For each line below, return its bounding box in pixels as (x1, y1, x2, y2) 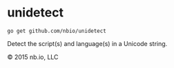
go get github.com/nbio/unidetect (7, 27, 107, 34)
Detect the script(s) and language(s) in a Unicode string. (7, 39, 168, 47)
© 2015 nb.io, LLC (7, 53, 59, 61)
